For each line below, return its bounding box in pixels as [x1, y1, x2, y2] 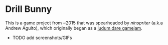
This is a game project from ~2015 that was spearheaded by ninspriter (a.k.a [5, 20, 163, 26]
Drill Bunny [5, 3, 52, 15]
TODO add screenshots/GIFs [12, 35, 72, 41]
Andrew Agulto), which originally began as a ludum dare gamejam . [5, 25, 143, 31]
